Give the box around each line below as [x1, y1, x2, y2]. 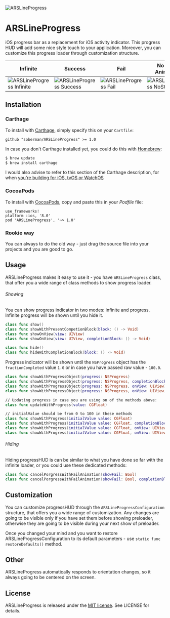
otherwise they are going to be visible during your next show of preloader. [5, 520, 160, 526]
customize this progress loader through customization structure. [5, 50, 139, 56]
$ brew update [5, 155, 35, 160]
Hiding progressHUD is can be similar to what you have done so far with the [5, 457, 163, 463]
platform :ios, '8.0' [5, 213, 51, 218]
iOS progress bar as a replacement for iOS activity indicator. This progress [5, 39, 160, 45]
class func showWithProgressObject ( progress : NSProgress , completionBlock [5, 379, 166, 384]
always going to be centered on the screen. [5, 574, 96, 581]
